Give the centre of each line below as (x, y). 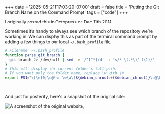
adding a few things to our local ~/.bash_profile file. (58, 42)
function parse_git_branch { (35, 55)
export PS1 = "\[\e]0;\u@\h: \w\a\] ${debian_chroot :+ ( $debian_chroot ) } (78, 78)
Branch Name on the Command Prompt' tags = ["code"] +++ (67, 12)
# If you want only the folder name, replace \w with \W (65, 73)
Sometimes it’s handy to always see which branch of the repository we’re (79, 31)
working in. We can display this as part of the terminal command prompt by (81, 36)
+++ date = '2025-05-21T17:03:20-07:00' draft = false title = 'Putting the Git (82, 7)
